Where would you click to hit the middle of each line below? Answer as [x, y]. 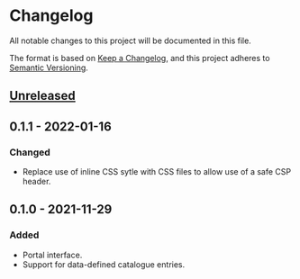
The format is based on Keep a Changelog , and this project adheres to [140, 58]
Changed [30, 152]
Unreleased [43, 96]
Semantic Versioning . [49, 67]
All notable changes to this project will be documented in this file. [131, 40]
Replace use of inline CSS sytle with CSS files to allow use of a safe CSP [156, 172]
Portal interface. [52, 255]
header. [36, 182]
